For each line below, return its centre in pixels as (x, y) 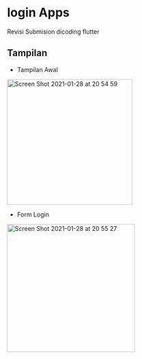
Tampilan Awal (37, 69)
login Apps (38, 13)
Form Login (33, 214)
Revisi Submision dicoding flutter (53, 32)
